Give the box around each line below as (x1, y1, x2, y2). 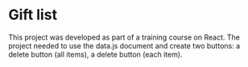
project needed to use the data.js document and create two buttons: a (8, 40, 241, 50)
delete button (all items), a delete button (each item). (8, 49, 183, 59)
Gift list (8, 6, 58, 24)
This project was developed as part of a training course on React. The (8, 32, 240, 42)
